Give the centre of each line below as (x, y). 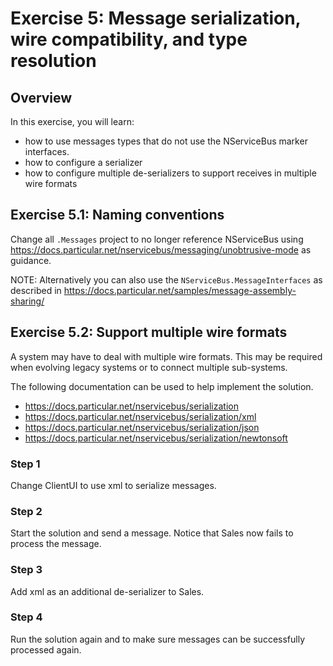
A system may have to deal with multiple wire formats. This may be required (166, 356)
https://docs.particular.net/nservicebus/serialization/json (142, 427)
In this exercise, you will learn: (72, 121)
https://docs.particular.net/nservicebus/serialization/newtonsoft (156, 438)
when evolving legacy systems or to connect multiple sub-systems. (149, 367)
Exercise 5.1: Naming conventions (117, 215)
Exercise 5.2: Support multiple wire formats (149, 332)
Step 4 (26, 617)
